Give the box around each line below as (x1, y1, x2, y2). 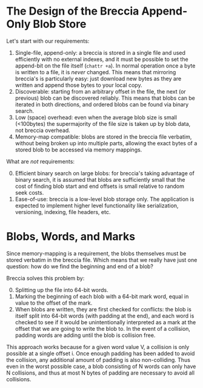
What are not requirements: (6, 158, 75, 165)
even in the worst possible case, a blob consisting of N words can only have (6, 362, 196, 370)
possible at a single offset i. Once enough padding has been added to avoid (6, 350, 195, 357)
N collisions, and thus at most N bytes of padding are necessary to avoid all (6, 369, 195, 376)
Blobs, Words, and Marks (6, 230, 135, 244)
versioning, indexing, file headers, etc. (15, 208, 111, 215)
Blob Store (33, 17, 87, 31)
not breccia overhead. (15, 126, 71, 134)
